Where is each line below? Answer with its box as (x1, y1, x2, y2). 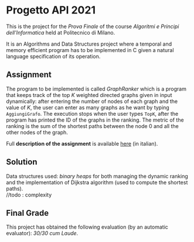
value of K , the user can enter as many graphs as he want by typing (6, 103, 170, 111)
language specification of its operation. (6, 53, 101, 60)
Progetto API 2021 (6, 4, 96, 17)
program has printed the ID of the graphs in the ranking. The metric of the (6, 116, 184, 123)
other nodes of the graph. (6, 129, 69, 136)
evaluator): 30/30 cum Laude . (6, 230, 79, 237)
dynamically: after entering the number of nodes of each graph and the (6, 98, 178, 105)
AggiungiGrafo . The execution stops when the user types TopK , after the (6, 110, 179, 117)
